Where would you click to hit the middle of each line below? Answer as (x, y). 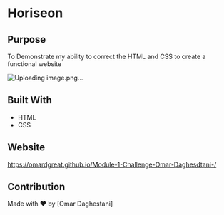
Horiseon (35, 13)
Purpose (27, 40)
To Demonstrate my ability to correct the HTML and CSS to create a (107, 56)
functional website (35, 64)
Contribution (36, 187)
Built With (30, 100)
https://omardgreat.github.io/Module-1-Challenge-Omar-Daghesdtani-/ (112, 164)
